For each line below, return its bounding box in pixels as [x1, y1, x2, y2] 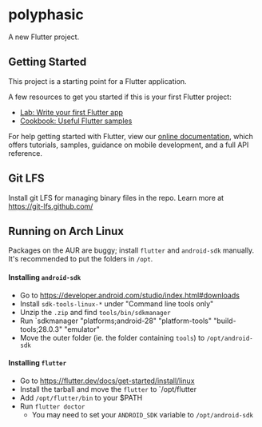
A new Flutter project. [8, 32, 80, 42]
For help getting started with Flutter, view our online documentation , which [8, 131, 254, 141]
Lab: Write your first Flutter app [19, 107, 124, 117]
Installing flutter [8, 358, 67, 368]
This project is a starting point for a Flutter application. [8, 76, 187, 86]
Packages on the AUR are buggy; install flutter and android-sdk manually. [8, 245, 255, 255]
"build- [212, 316, 237, 325]
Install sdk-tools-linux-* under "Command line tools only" [19, 298, 214, 309]
